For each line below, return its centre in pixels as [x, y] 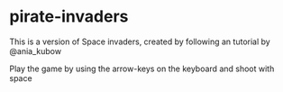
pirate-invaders [69, 17]
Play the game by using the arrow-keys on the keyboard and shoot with [142, 69]
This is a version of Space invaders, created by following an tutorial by [140, 41]
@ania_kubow [35, 51]
